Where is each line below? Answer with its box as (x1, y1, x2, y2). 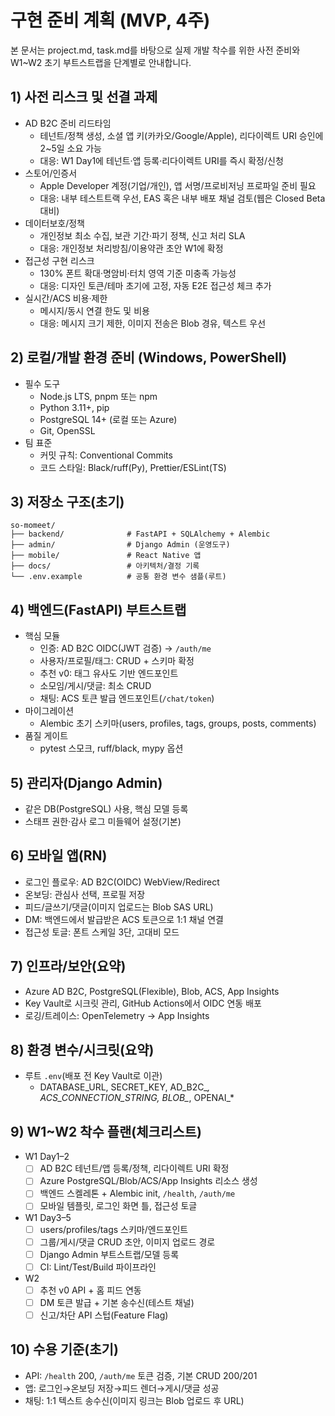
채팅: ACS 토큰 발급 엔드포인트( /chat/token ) (39, 692, 215, 705)
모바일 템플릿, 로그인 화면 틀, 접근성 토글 (39, 1200, 198, 1212)
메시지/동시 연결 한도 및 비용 (39, 304, 150, 316)
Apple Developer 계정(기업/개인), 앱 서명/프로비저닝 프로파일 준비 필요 (39, 179, 317, 191)
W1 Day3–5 (24, 1211, 72, 1223)
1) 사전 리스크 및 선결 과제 (10, 89, 158, 106)
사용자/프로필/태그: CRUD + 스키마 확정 (39, 655, 195, 667)
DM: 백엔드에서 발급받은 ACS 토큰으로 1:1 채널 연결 (24, 913, 224, 925)
